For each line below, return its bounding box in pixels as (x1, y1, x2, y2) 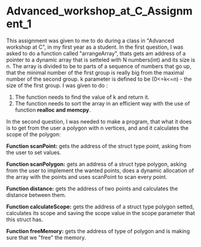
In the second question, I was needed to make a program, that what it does (6, 117, 192, 125)
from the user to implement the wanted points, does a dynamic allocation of (6, 167, 194, 174)
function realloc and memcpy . (14, 106, 91, 113)
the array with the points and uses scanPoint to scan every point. (6, 173, 167, 180)
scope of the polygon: (6, 131, 61, 138)
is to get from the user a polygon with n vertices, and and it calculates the (6, 124, 189, 131)
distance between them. (6, 191, 66, 198)
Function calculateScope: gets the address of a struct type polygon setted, (6, 203, 194, 210)
